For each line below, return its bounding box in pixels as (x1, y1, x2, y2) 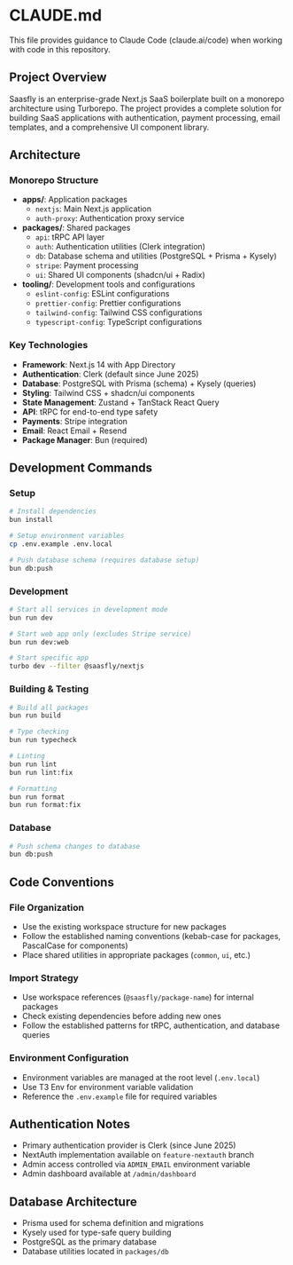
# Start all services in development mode (9, 605, 168, 613)
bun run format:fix (9, 801, 81, 810)
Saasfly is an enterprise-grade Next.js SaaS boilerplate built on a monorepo (9, 93, 285, 104)
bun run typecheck (9, 736, 77, 745)
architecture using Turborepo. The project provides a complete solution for (9, 103, 282, 114)
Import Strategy (9, 971, 80, 984)
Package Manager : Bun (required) (21, 434, 148, 445)
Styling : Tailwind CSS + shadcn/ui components (21, 387, 195, 398)
